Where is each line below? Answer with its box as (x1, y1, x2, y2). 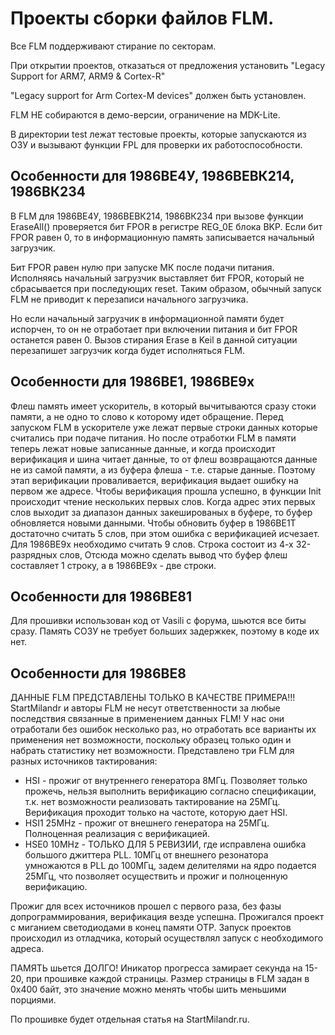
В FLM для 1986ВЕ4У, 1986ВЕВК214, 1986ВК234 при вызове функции (10, 210, 304, 222)
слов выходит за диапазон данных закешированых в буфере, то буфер (10, 506, 313, 518)
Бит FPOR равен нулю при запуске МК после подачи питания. (10, 261, 275, 273)
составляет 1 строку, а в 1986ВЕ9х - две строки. (10, 559, 217, 571)
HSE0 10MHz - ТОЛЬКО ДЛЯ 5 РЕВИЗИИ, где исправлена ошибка (24, 838, 307, 851)
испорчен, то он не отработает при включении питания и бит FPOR (10, 323, 298, 335)
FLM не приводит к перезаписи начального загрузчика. (10, 293, 249, 305)
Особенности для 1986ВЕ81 (10, 588, 192, 605)
